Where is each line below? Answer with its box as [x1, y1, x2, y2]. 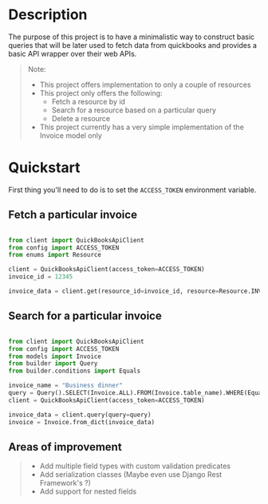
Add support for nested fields [39, 486, 137, 496]
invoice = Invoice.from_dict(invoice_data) [8, 418, 156, 426]
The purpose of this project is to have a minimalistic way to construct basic [8, 32, 255, 41]
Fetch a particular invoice [8, 208, 138, 222]
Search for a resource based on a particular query [51, 105, 217, 115]
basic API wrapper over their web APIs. [8, 49, 137, 58]
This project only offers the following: [39, 88, 163, 97]
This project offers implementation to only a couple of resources [39, 80, 251, 89]
